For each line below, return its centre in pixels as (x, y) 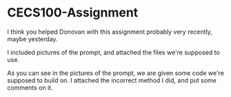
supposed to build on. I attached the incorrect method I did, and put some (112, 80)
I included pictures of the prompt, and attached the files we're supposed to (114, 52)
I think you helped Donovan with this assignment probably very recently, (110, 32)
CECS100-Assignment (73, 13)
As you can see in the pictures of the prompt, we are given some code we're (115, 73)
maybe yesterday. (32, 39)
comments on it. (30, 87)
